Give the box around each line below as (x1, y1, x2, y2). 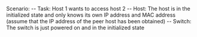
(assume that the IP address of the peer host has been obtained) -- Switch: (6, 18, 192, 24)
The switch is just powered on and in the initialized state (6, 24, 145, 31)
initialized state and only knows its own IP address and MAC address (6, 11, 175, 18)
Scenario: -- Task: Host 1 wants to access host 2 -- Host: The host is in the (6, 5, 190, 12)
